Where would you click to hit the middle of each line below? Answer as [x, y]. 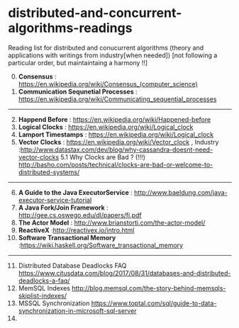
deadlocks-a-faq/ [44, 281]
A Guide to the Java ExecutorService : [76, 192]
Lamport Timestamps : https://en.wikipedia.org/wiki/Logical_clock [116, 134]
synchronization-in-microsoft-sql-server [77, 310]
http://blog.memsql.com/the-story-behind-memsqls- [149, 288]
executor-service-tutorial [55, 200]
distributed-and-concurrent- [95, 13]
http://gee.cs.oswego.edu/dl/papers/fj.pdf [80, 215]
